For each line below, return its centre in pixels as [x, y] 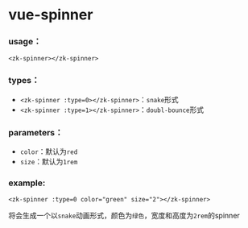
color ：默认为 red [49, 151]
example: [27, 183]
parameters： [36, 132]
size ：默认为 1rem [49, 162]
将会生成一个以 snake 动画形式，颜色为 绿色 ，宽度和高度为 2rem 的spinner [124, 216]
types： [24, 81]
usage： [25, 42]
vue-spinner [51, 15]
